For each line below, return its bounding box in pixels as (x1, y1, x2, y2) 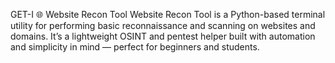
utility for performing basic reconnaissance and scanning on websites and (10, 20, 316, 31)
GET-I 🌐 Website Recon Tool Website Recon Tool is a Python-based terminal (10, 9, 326, 20)
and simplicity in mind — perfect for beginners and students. (10, 41, 260, 53)
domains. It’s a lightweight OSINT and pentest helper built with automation (10, 30, 316, 42)
